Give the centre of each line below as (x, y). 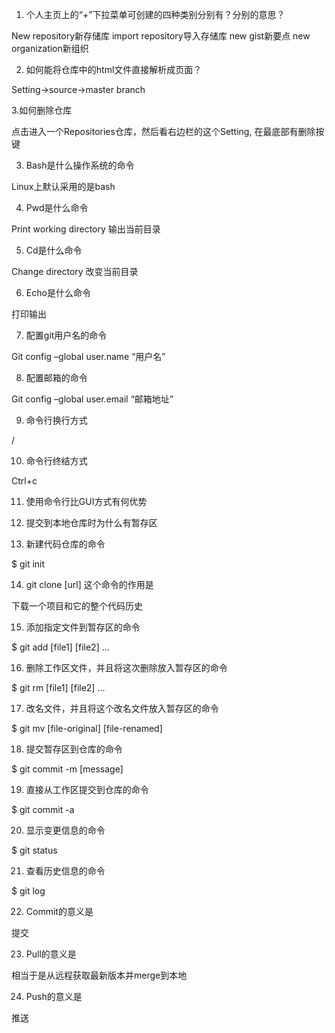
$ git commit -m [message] (67, 769)
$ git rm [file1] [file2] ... (58, 687)
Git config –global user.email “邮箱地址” (92, 399)
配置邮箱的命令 (56, 377)
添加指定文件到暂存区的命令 (83, 627)
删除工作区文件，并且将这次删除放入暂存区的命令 (126, 667)
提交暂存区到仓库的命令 (74, 749)
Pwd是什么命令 (57, 207)
